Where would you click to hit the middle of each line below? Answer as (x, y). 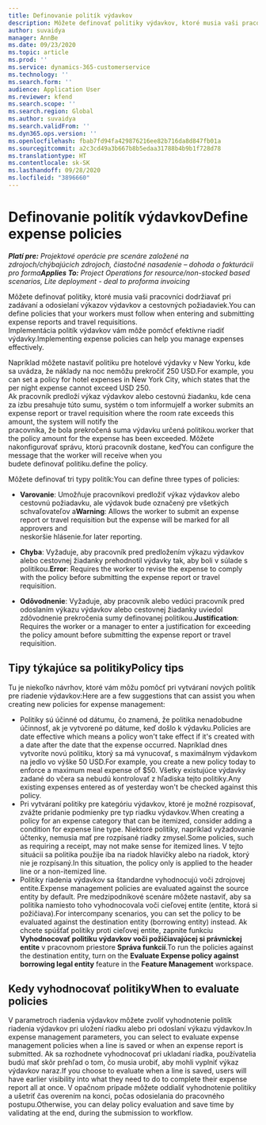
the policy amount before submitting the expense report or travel (125, 635)
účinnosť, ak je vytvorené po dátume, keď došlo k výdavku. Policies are (135, 728)
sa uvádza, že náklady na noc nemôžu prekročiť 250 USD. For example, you (131, 371)
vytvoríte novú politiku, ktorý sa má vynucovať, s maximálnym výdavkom (138, 753)
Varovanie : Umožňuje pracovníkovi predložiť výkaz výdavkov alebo (129, 494)
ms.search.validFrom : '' (49, 126)
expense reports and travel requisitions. (73, 321)
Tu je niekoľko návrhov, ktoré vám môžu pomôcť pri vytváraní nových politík (132, 687)
